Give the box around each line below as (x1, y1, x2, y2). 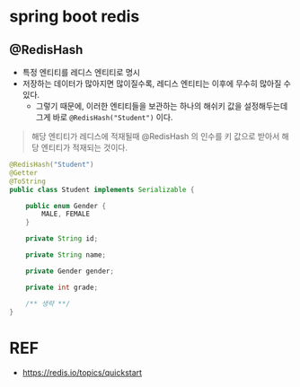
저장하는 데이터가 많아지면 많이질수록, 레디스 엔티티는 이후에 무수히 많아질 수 (22, 78, 292, 89)
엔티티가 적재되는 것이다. (40, 142, 128, 153)
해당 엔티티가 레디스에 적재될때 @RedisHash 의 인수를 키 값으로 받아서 (31, 131, 280, 141)
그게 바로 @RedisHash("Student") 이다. (35, 112, 173, 122)
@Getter (9, 168, 39, 177)
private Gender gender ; (25, 267, 115, 276)
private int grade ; (25, 283, 99, 292)
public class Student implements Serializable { (9, 185, 195, 194)
